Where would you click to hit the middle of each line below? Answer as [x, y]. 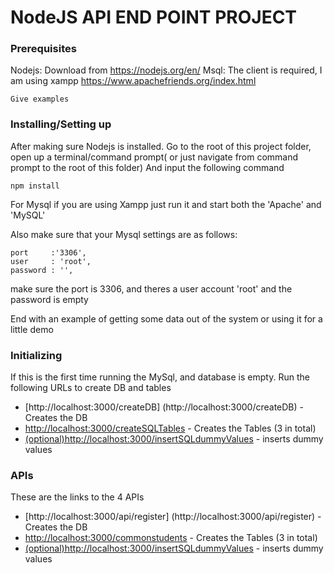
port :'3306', [48, 252]
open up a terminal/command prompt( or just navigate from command [154, 157]
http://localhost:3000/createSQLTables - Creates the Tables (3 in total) [170, 428]
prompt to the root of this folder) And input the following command [147, 167]
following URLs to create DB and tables [91, 388]
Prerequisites [43, 49]
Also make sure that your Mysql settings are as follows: [124, 234]
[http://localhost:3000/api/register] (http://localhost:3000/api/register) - [173, 517]
